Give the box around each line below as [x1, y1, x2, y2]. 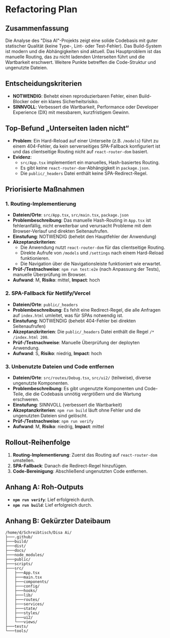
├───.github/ [5, 535, 33, 540]
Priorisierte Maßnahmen [5, 185, 85, 194]
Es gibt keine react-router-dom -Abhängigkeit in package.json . [20, 164, 150, 171]
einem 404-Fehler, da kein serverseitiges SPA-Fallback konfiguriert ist [12, 143, 161, 149]
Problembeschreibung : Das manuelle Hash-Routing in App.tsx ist [12, 217, 151, 223]
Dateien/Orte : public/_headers [12, 301, 78, 308]
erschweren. [12, 396, 39, 402]
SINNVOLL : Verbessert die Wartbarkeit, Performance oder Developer [12, 104, 159, 110]
